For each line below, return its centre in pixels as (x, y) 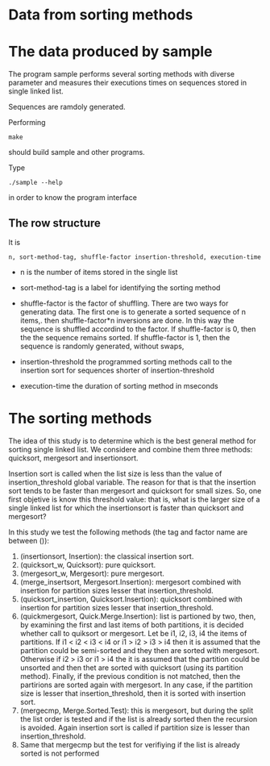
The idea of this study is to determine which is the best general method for (132, 440)
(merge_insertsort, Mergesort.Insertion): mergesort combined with (131, 581)
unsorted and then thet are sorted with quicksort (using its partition (131, 668)
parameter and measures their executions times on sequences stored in (128, 83)
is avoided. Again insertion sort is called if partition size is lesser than (135, 727)
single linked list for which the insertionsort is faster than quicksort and (126, 508)
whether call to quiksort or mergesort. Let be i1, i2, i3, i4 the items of (133, 633)
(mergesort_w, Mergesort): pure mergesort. (92, 573)
